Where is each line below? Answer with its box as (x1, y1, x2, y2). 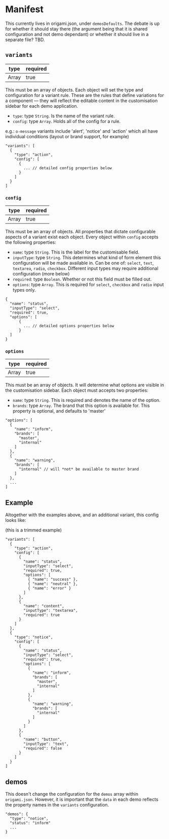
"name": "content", (23, 604, 65, 609)
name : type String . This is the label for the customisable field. (12, 249, 140, 255)
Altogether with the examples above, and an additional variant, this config (5, 512, 159, 518)
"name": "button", (23, 737, 62, 742)
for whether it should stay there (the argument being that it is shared (5, 25, 148, 32)
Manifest (5, 4, 44, 15)
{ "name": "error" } (27, 586, 71, 591)
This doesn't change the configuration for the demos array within (5, 791, 138, 797)
